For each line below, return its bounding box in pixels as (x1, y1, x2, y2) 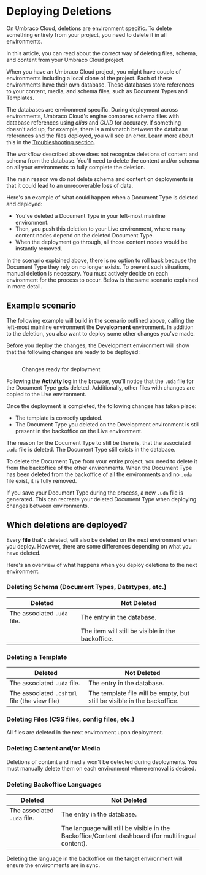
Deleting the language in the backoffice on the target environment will (6, 855, 183, 863)
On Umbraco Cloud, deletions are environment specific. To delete (6, 25, 172, 32)
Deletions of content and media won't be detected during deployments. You (6, 758, 198, 765)
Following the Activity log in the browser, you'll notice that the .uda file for (6, 377, 194, 385)
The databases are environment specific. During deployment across (6, 106, 178, 113)
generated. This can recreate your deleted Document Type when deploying (6, 495, 197, 503)
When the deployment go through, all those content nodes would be (15, 238, 188, 245)
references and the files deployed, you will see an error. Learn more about (6, 132, 194, 139)
